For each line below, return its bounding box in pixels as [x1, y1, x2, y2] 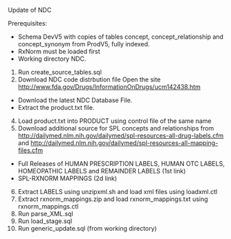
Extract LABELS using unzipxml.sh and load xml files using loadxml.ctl [17, 188, 218, 195]
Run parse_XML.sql [17, 210, 73, 218]
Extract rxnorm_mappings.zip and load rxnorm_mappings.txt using [17, 195, 208, 203]
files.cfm [17, 146, 44, 154]
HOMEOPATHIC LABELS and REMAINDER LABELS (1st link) [17, 167, 186, 175]
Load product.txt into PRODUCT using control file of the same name [17, 117, 212, 125]
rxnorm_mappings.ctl [17, 202, 79, 210]
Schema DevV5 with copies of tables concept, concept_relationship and [17, 32, 224, 41]
